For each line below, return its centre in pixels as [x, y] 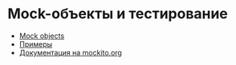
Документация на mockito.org [70, 52]
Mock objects [42, 36]
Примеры [36, 44]
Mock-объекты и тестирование [118, 14]
